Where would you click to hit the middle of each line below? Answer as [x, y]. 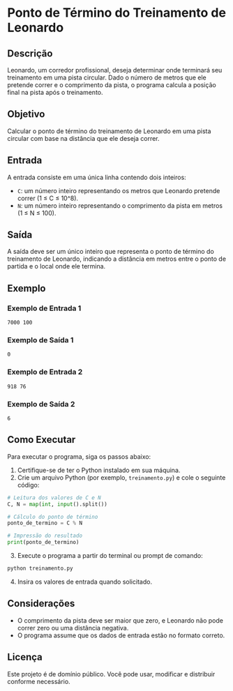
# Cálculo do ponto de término [53, 517]
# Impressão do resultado [45, 536]
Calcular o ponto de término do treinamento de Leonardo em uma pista [109, 131]
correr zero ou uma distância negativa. [73, 628]
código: [28, 485]
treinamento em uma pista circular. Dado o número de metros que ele [107, 77]
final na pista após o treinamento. [55, 92]
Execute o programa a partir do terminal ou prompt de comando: [110, 556]
